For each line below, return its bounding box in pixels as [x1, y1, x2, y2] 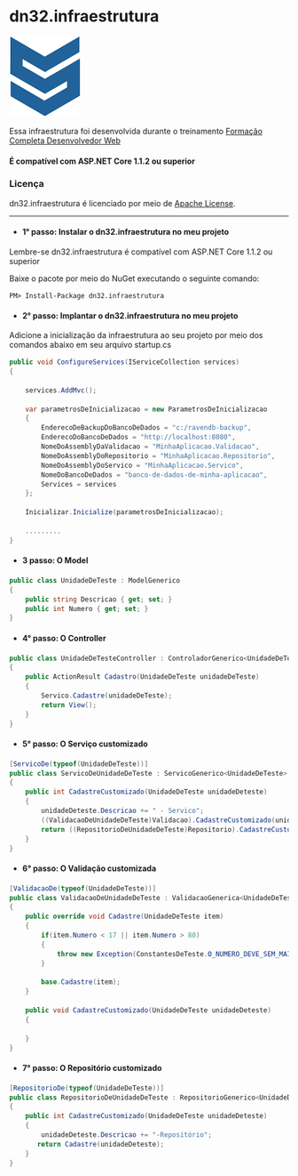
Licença [9, 178, 44, 190]
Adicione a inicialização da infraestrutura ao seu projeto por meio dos [9, 330, 263, 341]
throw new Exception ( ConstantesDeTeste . [56, 949, 208, 958]
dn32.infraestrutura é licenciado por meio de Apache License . [9, 197, 237, 208]
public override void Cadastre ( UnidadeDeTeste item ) [25, 912, 224, 922]
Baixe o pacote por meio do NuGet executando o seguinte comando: [9, 273, 260, 284]
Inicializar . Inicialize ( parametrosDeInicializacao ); [25, 508, 224, 517]
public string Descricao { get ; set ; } [25, 594, 173, 604]
